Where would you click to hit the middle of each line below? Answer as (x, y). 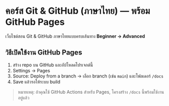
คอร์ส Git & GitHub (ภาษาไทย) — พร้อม (78, 11)
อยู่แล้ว (23, 97)
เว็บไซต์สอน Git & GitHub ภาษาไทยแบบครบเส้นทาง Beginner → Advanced (75, 36)
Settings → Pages (31, 70)
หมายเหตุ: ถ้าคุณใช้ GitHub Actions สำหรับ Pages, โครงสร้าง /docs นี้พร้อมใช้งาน (91, 92)
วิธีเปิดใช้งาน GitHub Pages (44, 53)
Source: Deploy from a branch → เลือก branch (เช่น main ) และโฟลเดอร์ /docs (88, 76)
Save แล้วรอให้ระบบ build (36, 82)
